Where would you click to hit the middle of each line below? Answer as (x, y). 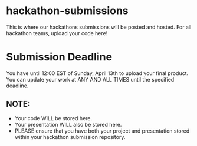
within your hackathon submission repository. (70, 137)
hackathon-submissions (67, 11)
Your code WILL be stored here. (53, 118)
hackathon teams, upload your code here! (57, 33)
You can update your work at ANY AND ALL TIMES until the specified (90, 79)
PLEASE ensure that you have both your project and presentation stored (102, 131)
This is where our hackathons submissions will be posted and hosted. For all (99, 27)
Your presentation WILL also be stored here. (68, 124)
